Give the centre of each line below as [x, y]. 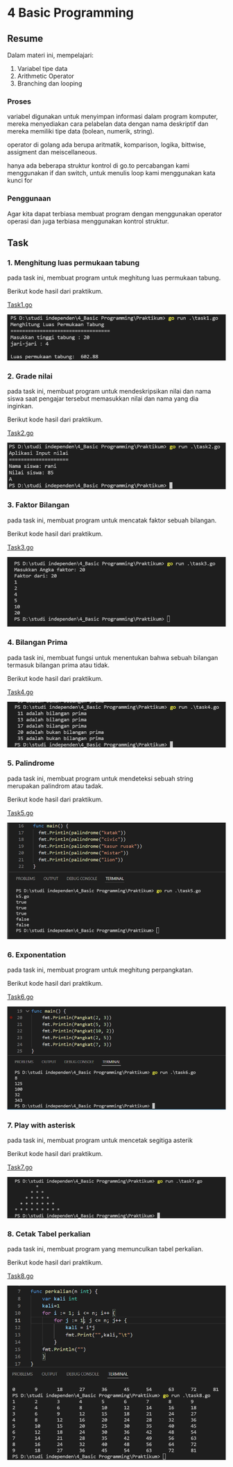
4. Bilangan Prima [37, 643]
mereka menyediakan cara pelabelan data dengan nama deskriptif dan [108, 124]
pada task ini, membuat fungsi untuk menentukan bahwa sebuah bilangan [113, 657]
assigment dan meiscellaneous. [52, 152]
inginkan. [20, 406]
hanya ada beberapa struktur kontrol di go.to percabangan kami [98, 166]
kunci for [20, 181]
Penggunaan [29, 198]
